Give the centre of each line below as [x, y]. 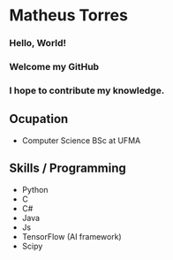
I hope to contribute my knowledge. [87, 90]
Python [35, 189]
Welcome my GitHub [54, 67]
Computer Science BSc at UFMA [81, 140]
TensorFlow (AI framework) [71, 236]
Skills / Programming [68, 168]
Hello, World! [38, 43]
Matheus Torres [68, 15]
